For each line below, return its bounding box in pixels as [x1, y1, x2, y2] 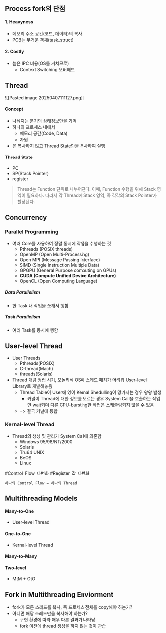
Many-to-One [5, 508, 34, 514]
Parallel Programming [5, 228, 59, 235]
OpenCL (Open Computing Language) [19, 278, 98, 284]
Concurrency [5, 213, 47, 222]
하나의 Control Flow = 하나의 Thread [5, 480, 77, 486]
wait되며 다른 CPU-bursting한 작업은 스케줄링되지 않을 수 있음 [32, 402, 154, 408]
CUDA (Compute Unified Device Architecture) [19, 272, 116, 278]
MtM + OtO [12, 576, 36, 582]
